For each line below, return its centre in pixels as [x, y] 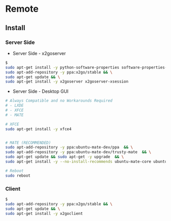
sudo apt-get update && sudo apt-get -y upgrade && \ [65, 157]
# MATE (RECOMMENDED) [28, 143]
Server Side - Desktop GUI [40, 91]
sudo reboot [18, 176]
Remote [22, 9]
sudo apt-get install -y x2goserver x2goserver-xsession [67, 82]
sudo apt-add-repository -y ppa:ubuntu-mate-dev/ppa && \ [69, 148]
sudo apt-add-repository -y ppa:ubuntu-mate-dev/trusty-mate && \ [78, 152]
